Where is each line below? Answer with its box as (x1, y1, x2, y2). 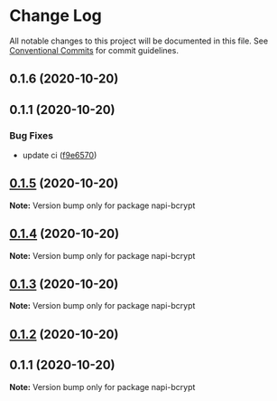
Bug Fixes (9, 129, 54, 141)
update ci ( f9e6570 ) (22, 150, 97, 161)
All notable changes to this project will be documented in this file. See (9, 35, 269, 46)
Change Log (9, 5, 102, 26)
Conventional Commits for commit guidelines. (9, 44, 179, 55)
